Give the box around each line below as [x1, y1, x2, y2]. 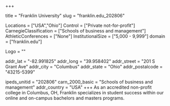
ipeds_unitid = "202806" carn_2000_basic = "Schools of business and [5, 79, 153, 85]
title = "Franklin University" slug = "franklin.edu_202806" [5, 13, 125, 18]
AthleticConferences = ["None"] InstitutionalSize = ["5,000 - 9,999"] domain [5, 33, 165, 39]
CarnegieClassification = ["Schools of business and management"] [5, 28, 146, 33]
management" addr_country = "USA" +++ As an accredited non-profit [5, 84, 152, 90]
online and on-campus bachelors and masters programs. [5, 95, 125, 101]
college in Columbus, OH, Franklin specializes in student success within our [5, 90, 164, 95]
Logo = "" [5, 49, 26, 54]
